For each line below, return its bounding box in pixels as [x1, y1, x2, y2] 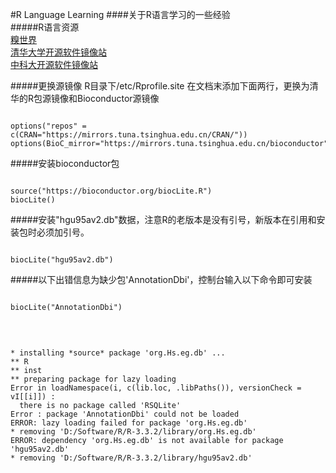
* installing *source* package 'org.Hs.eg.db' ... [10, 348, 226, 358]
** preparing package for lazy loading [10, 374, 177, 384]
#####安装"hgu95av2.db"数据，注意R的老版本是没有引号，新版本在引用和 [10, 214, 317, 225]
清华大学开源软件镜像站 [10, 46, 107, 58]
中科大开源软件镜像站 [10, 59, 98, 70]
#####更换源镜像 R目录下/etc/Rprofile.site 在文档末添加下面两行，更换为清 [10, 80, 319, 92]
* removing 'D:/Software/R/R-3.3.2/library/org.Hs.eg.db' [10, 427, 257, 437]
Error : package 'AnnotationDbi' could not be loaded [10, 409, 240, 419]
